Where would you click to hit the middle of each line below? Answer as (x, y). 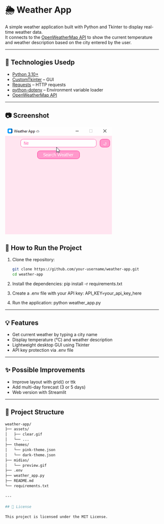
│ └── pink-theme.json (30, 450)
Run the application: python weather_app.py (56, 303)
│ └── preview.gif (26, 465)
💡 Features (22, 323)
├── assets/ (17, 429)
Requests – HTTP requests (39, 85)
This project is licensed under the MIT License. (57, 517)
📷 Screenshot (27, 116)
